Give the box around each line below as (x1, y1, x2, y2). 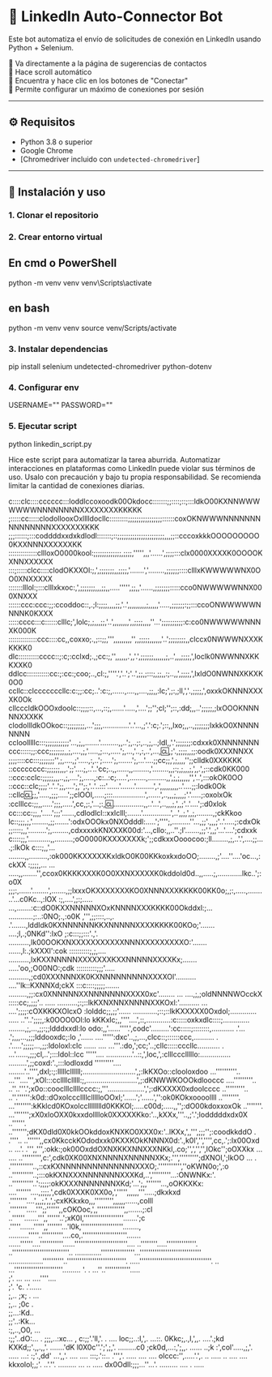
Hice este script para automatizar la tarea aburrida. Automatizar (8, 454, 221, 465)
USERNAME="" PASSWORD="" (8, 401, 113, 410)
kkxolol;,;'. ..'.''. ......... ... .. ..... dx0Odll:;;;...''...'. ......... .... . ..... (8, 1359, 205, 1369)
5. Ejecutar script (8, 421, 77, 432)
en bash (8, 302, 50, 315)
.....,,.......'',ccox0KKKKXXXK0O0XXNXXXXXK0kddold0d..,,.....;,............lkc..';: (8, 868, 261, 878)
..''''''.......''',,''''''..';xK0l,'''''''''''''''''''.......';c (8, 1212, 146, 1223)
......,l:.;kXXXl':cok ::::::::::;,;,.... (8, 946, 107, 955)
